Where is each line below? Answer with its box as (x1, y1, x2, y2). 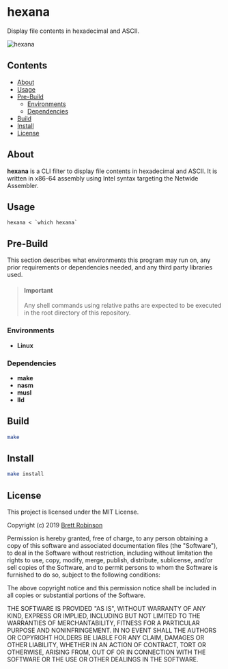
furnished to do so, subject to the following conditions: (7, 570, 160, 579)
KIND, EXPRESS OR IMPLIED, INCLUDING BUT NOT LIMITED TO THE (7, 612, 201, 620)
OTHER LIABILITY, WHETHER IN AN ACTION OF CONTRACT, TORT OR (7, 641, 206, 649)
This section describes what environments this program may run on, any (7, 256, 211, 264)
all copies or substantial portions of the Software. (7, 591, 145, 599)
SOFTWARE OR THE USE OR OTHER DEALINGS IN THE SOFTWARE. (7, 655, 199, 664)
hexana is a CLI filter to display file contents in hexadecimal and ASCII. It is (7, 167, 218, 175)
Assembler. (7, 181, 39, 189)
